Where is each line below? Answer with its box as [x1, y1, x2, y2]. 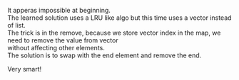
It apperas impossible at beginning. [7, 6, 111, 14]
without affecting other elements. [7, 44, 105, 52]
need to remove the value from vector [7, 36, 119, 45]
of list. [7, 21, 26, 29]
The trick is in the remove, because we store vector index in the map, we [7, 28, 221, 37]
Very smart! [7, 65, 42, 73]
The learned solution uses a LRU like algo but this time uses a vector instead [7, 13, 232, 22]
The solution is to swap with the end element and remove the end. [7, 51, 202, 59]
